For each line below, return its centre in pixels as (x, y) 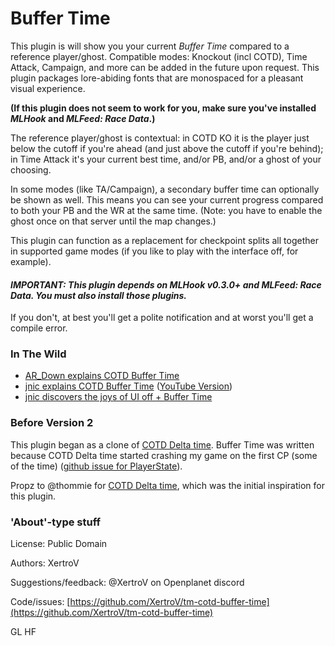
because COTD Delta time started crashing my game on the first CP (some (164, 455)
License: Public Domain (59, 544)
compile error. (39, 328)
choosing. (31, 169)
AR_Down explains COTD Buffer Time (102, 376)
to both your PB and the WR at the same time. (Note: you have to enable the (166, 210)
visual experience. (48, 88)
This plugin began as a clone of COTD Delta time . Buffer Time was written (162, 444)
